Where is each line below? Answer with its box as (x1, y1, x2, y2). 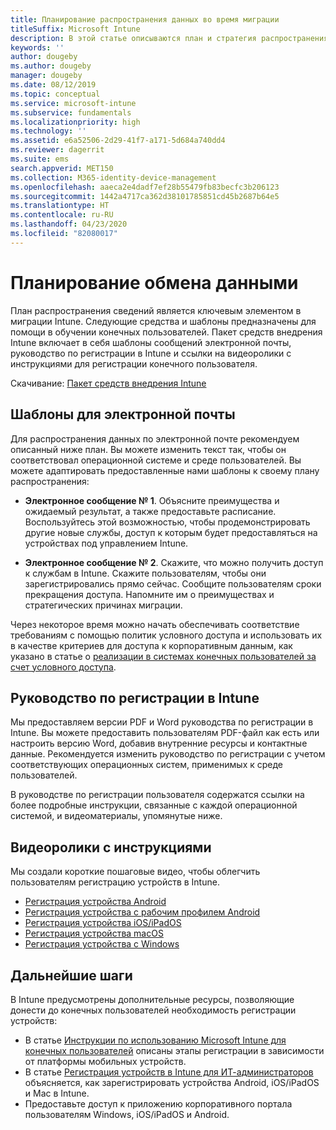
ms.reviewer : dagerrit (10, 145, 105, 155)
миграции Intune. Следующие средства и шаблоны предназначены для (10, 315, 317, 327)
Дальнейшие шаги (10, 967, 133, 984)
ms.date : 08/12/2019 (10, 80, 97, 90)
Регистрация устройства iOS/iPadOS (24, 917, 182, 929)
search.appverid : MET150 (10, 163, 114, 173)
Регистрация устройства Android (24, 896, 167, 908)
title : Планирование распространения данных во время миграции (10, 14, 280, 25)
